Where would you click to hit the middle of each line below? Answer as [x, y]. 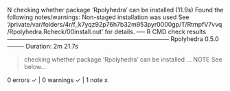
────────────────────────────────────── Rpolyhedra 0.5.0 [113, 39]
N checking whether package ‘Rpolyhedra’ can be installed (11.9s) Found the [115, 10]
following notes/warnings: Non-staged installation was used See [99, 17]
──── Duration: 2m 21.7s [43, 46]
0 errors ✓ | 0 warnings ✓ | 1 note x [58, 80]
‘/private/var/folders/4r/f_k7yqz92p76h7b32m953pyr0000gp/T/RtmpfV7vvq [115, 24]
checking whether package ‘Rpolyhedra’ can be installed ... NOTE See [123, 60]
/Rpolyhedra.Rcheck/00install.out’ [55, 31]
